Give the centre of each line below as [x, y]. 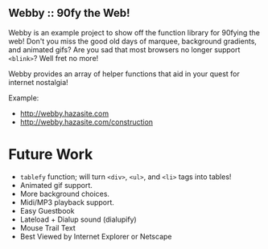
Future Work [51, 154]
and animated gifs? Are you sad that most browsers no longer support [124, 49]
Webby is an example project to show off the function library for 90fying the [134, 32]
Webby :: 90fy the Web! [69, 13]
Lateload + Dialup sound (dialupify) [78, 219]
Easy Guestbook [47, 210]
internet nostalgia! [38, 82]
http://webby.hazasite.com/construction [87, 122]
